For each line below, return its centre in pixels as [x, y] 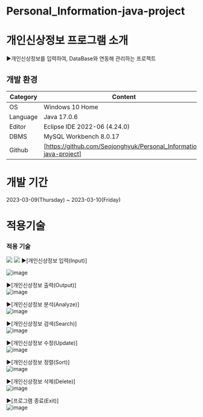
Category [24, 97]
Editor [18, 126]
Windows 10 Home [71, 107]
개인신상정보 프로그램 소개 [67, 41]
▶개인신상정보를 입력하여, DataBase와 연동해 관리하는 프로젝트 [81, 59]
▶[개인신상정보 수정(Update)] [42, 343]
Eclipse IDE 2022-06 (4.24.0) [86, 126]
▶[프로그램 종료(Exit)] [33, 401]
